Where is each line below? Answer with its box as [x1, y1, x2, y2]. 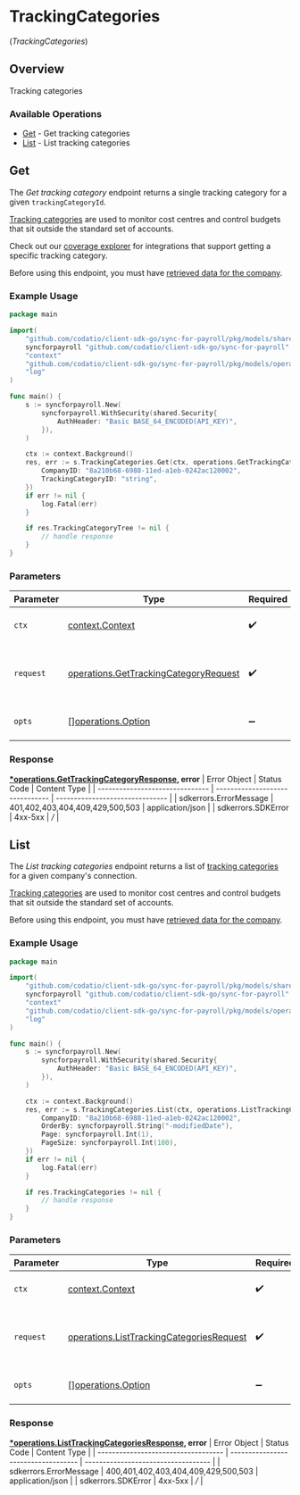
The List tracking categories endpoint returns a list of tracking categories [9, 861, 279, 872]
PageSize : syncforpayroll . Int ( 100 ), [41, 1139, 178, 1148]
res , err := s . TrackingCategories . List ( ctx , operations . [25, 1105, 242, 1114]
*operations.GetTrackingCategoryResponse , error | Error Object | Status [9, 773, 283, 784]
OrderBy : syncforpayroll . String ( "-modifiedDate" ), [41, 1122, 234, 1131]
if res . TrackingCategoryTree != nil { [25, 524, 170, 533]
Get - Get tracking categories [21, 128, 130, 139]
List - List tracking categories [21, 138, 131, 148]
